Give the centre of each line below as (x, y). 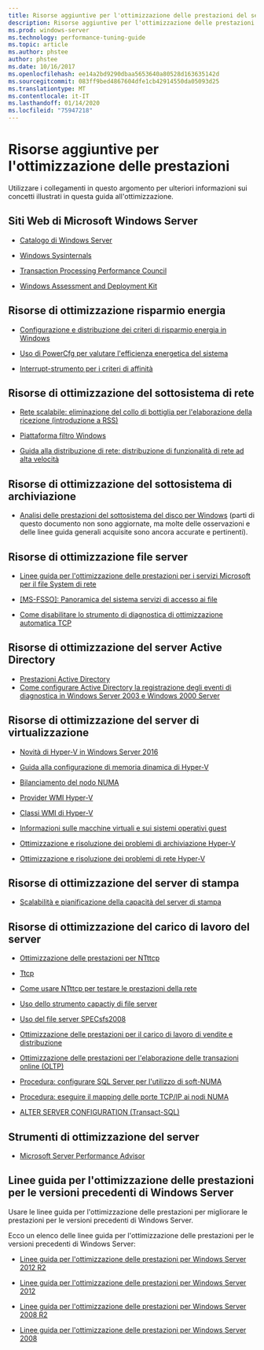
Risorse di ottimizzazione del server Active (115, 647)
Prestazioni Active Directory (65, 679)
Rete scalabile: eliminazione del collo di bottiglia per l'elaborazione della (136, 412)
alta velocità (39, 459)
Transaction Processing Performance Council (93, 270)
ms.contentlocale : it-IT (49, 96)
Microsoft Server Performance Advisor (82, 1156)
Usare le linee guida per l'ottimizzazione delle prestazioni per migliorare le (128, 1211)
